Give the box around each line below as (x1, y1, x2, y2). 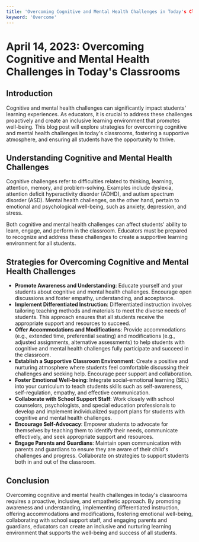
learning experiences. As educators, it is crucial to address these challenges (6, 110, 192, 117)
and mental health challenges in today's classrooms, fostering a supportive (6, 129, 190, 136)
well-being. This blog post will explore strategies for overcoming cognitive (6, 123, 187, 130)
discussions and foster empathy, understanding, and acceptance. (14, 295, 175, 302)
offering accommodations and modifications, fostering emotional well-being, (6, 510, 193, 517)
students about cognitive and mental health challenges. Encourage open (14, 288, 192, 295)
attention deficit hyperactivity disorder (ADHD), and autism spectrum (6, 190, 174, 197)
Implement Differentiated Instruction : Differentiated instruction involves (14, 301, 192, 308)
